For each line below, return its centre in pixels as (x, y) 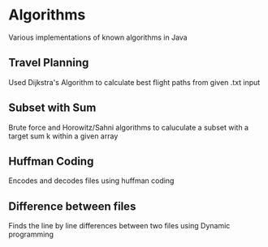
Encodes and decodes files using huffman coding (91, 181)
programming (31, 234)
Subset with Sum (52, 108)
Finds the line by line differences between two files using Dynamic (119, 226)
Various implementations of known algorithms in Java (98, 37)
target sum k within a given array (63, 136)
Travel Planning (49, 63)
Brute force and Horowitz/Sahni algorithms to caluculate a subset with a (129, 127)
